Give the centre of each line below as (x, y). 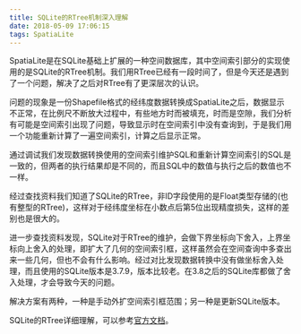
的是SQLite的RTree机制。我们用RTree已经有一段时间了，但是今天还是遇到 (153, 72)
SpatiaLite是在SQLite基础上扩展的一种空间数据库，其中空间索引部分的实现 (146, 61)
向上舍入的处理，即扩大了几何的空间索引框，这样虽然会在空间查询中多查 (150, 249)
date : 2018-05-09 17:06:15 (60, 26)
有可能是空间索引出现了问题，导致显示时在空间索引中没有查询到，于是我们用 (150, 124)
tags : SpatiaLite (42, 34)
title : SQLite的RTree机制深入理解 (69, 17)
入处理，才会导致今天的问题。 (64, 282)
